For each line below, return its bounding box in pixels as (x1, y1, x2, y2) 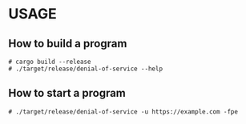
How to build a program (8, 37, 127, 50)
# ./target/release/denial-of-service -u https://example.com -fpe (8, 107, 239, 116)
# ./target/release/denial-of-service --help (8, 65, 163, 73)
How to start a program (8, 86, 127, 100)
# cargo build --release (8, 58, 91, 66)
